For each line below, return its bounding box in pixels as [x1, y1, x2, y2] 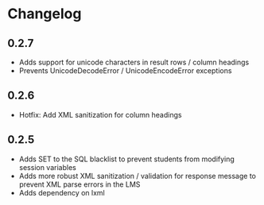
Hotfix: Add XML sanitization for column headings [18, 110, 182, 119]
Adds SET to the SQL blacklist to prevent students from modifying [18, 154, 235, 164]
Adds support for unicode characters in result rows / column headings [18, 57, 250, 67]
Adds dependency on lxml [18, 188, 105, 197]
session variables [18, 162, 76, 172]
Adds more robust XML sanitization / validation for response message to [18, 171, 256, 180]
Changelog [7, 5, 82, 23]
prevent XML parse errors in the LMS [18, 180, 141, 189]
